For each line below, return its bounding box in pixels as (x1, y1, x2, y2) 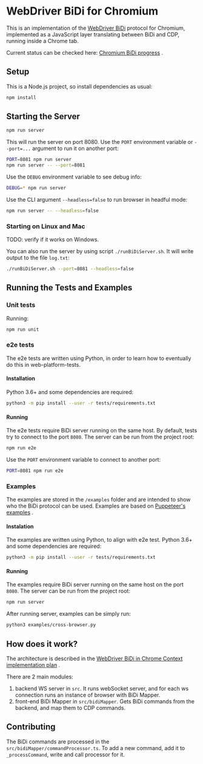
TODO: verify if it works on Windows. (6, 236, 99, 244)
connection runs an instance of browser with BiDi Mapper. (15, 691, 161, 699)
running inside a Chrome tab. (6, 37, 79, 44)
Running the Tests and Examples (6, 282, 133, 293)
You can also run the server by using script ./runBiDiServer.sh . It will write (6, 248, 194, 255)
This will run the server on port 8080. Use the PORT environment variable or (6, 138, 193, 146)
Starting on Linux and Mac (6, 222, 85, 230)
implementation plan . (6, 661, 61, 669)
